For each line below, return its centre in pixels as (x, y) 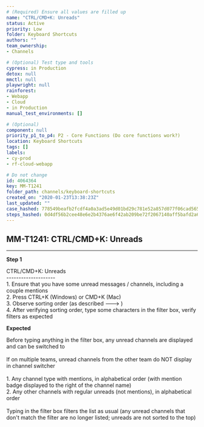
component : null (27, 130)
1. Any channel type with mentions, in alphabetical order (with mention (94, 379)
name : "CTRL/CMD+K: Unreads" (43, 18)
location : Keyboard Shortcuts (45, 141)
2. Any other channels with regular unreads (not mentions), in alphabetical (99, 392)
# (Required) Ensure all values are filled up (66, 12)
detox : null (21, 74)
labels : (16, 153)
